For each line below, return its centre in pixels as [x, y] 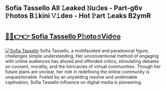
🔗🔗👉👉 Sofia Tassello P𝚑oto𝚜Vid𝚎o [63, 36]
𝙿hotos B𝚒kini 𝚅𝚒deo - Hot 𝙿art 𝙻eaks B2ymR [78, 16]
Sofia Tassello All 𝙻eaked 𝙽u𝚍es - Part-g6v [74, 8]
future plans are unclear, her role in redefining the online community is [77, 72]
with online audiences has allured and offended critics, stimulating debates [82, 61]
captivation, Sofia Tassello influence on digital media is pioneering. [74, 82]
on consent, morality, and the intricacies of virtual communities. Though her [83, 67]
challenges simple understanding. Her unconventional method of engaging [82, 56]
